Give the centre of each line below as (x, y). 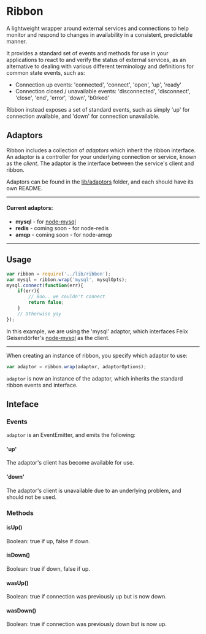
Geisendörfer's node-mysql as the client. (58, 338)
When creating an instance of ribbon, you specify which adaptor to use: (97, 355)
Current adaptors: (30, 208)
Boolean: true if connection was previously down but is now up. (87, 624)
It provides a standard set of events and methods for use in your (87, 53)
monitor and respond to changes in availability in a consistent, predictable (100, 34)
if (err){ (29, 291)
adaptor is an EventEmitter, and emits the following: (71, 435)
